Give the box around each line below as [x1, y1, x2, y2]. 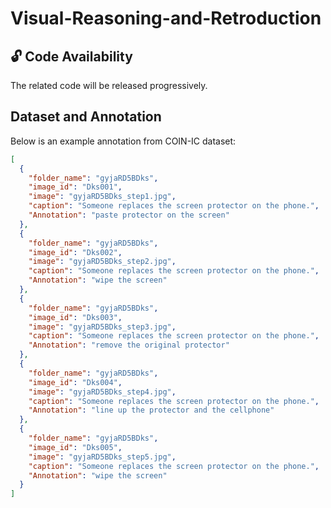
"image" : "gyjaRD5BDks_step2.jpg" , [28, 257, 177, 267]
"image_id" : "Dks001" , [28, 182, 123, 192]
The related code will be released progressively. [10, 80, 208, 91]
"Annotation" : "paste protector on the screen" [28, 210, 230, 221]
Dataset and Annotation [10, 108, 162, 126]
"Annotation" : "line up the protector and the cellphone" [28, 405, 275, 416]
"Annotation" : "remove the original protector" [28, 340, 230, 351]
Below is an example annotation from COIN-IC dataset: [10, 135, 237, 147]
